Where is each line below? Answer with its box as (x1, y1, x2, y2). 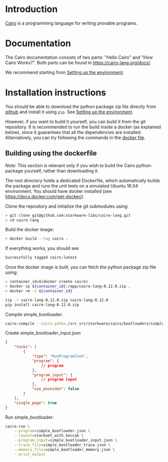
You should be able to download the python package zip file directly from (5, 103, 156, 109)
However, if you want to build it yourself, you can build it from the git (5, 118, 146, 124)
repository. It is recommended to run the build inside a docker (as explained (5, 124, 161, 130)
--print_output (14, 451, 46, 457)
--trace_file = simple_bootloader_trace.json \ (14, 442, 111, 447)
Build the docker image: (5, 227, 54, 233)
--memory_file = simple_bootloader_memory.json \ (14, 447, 115, 452)
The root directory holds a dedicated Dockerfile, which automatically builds (5, 177, 160, 184)
